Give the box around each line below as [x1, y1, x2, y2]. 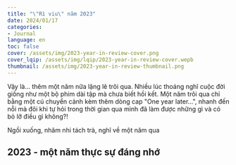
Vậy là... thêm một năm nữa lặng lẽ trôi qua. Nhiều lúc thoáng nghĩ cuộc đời [7, 82, 225, 90]
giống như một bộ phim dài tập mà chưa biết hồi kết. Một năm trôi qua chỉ [7, 90, 221, 98]
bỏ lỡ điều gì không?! [7, 112, 68, 121]
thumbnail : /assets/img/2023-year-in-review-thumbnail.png [7, 63, 185, 70]
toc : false [7, 43, 39, 50]
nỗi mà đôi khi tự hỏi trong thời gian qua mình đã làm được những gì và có [7, 104, 221, 113]
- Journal [7, 30, 37, 37]
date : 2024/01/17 [7, 17, 58, 24]
